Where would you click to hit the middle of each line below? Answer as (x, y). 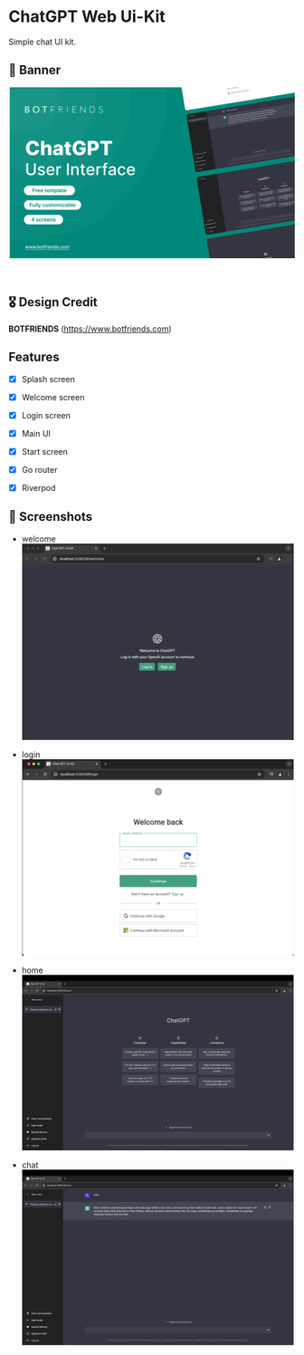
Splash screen (48, 379)
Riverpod (38, 487)
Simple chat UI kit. (43, 42)
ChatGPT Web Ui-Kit (87, 17)
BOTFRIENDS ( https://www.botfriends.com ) (90, 329)
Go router (39, 469)
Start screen (45, 451)
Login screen (46, 415)
